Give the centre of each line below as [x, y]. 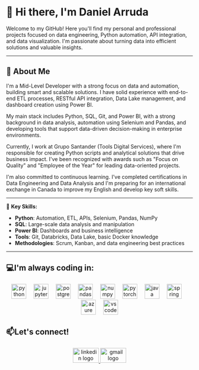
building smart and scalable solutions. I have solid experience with [87, 92]
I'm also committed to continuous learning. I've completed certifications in [97, 176]
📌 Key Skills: [22, 206]
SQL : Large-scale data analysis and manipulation [75, 224]
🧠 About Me [28, 71]
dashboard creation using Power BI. [50, 104]
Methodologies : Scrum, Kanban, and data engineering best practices [99, 243]
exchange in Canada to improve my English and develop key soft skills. [92, 189]
